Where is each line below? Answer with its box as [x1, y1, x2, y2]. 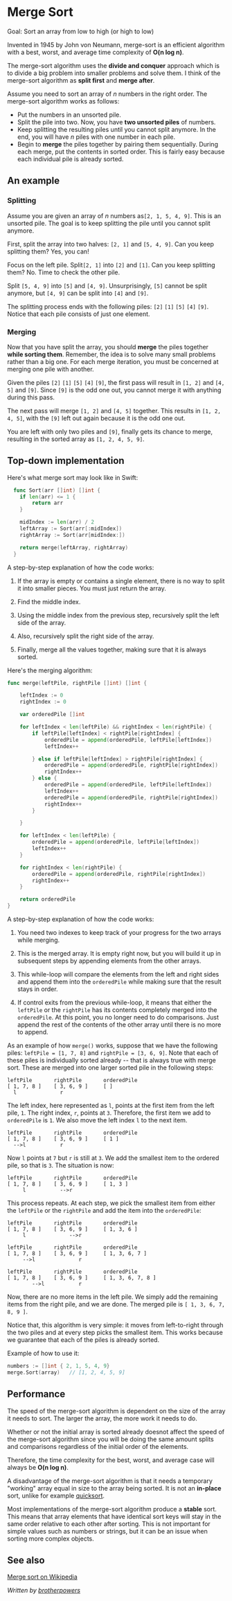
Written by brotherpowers [7, 1586, 81, 1595]
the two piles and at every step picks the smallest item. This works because [7, 1328, 223, 1337]
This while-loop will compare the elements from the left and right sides [17, 970, 220, 979]
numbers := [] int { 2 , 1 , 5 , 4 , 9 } [7, 1363, 110, 1370]
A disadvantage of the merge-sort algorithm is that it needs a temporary [7, 1477, 213, 1485]
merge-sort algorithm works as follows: [7, 97, 120, 105]
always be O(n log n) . [7, 1463, 69, 1471]
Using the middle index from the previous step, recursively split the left [17, 611, 220, 619]
